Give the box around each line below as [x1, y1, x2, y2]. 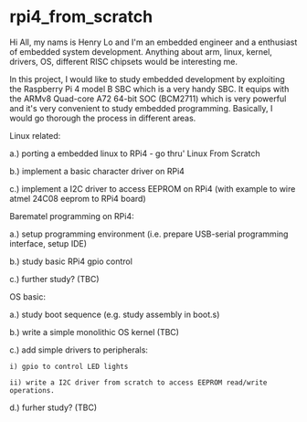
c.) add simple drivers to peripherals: [9, 344, 149, 355]
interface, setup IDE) [9, 237, 88, 248]
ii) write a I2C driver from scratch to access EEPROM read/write [9, 377, 268, 387]
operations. [9, 385, 55, 395]
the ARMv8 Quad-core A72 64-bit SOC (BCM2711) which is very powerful [9, 93, 287, 104]
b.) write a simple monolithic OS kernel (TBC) [9, 326, 180, 337]
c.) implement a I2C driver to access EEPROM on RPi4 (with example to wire [9, 183, 296, 194]
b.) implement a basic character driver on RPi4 [9, 165, 185, 176]
